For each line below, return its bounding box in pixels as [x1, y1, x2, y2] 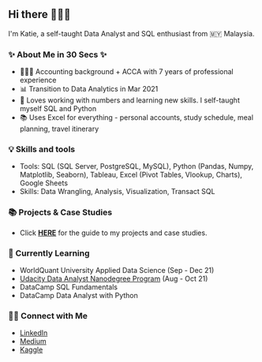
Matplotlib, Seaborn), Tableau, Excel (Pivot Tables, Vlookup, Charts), [19, 170, 243, 180]
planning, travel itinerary [19, 124, 99, 134]
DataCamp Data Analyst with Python [19, 291, 138, 300]
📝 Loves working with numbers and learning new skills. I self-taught [19, 95, 241, 105]
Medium [19, 337, 47, 346]
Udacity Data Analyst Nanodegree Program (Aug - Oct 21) [19, 274, 208, 283]
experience [19, 76, 57, 85]
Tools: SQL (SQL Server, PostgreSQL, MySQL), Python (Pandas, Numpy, [19, 162, 254, 171]
